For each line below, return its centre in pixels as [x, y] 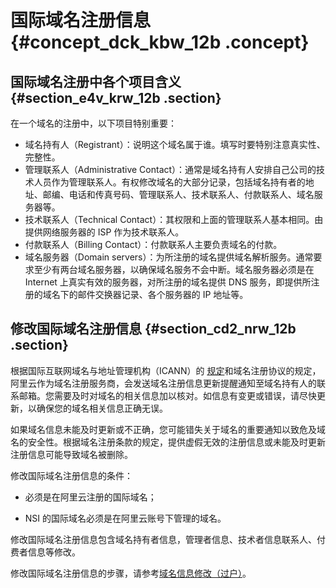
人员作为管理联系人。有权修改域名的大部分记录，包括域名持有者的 [169, 182]
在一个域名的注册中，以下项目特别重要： [93, 123]
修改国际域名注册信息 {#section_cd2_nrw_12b [153, 329]
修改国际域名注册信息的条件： [71, 475]
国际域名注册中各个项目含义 [96, 81]
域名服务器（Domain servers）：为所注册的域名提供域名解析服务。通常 [169, 257]
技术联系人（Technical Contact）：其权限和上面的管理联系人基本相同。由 [174, 219]
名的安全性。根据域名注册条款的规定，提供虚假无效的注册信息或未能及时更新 [168, 442]
